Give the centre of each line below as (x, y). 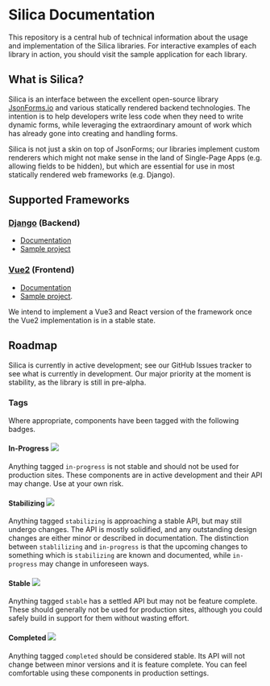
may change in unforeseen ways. (94, 564)
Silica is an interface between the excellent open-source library (114, 99)
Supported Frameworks (69, 200)
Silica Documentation (82, 15)
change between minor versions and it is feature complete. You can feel (128, 664)
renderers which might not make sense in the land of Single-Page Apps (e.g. (135, 157)
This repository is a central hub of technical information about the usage (128, 37)
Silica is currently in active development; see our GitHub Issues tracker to (130, 365)
